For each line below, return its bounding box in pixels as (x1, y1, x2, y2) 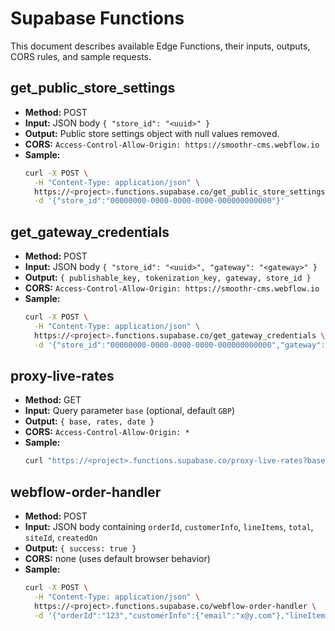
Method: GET (24, 394, 82, 406)
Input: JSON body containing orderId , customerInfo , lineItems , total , (24, 521, 314, 533)
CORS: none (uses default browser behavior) (24, 553, 211, 565)
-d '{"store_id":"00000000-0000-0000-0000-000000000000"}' (34, 196, 286, 206)
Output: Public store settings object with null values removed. (24, 127, 280, 139)
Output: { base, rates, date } (24, 415, 155, 427)
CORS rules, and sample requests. (10, 50, 152, 62)
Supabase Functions (10, 7, 185, 30)
